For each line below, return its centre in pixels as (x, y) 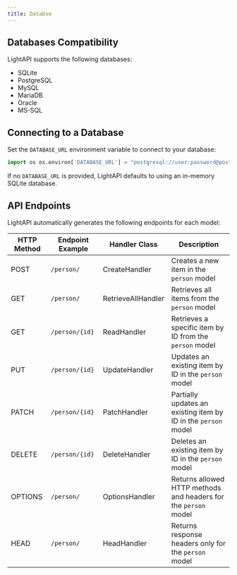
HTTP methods (196, 488)
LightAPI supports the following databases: (70, 59)
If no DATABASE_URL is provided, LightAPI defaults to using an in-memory (111, 176)
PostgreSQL (35, 80)
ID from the (190, 336)
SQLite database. (32, 183)
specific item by (197, 327)
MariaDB (30, 95)
